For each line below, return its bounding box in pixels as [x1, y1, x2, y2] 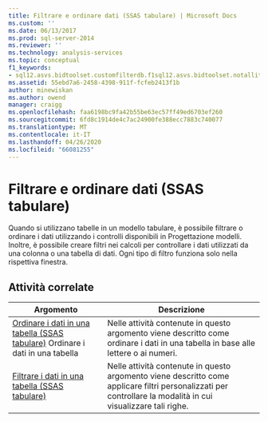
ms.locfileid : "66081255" [8, 145, 94, 153]
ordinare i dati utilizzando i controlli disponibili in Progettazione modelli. [8, 232, 242, 241]
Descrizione [158, 305, 205, 316]
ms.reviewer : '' [8, 42, 62, 50]
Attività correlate [8, 281, 94, 294]
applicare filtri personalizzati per [107, 380, 229, 392]
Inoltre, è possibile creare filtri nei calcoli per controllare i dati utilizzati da [8, 241, 249, 250]
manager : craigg [8, 101, 62, 109]
